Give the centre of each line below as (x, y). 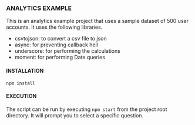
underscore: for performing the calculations (67, 51)
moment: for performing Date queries (60, 58)
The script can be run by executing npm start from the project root (87, 109)
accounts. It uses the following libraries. (54, 27)
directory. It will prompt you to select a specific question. (75, 115)
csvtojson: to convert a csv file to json (60, 39)
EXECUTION (21, 96)
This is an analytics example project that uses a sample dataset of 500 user (97, 21)
